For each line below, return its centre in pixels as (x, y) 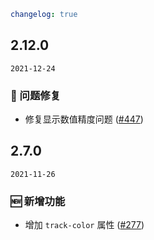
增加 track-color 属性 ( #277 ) (84, 225)
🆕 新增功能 (38, 201)
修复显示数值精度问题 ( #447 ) (84, 119)
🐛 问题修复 (36, 95)
